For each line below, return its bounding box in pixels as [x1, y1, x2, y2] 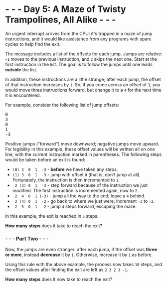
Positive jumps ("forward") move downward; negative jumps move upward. [5, 141, 160, 146]
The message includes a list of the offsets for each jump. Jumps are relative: [5, 51, 163, 57]
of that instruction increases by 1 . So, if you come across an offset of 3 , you [5, 81, 161, 88]
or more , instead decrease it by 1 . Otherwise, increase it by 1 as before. [5, 252, 153, 258]
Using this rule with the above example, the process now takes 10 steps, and [5, 262, 163, 268]
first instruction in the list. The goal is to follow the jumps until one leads [5, 61, 153, 67]
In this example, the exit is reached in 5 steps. [5, 213, 99, 219]
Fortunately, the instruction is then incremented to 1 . [12, 177, 120, 183]
